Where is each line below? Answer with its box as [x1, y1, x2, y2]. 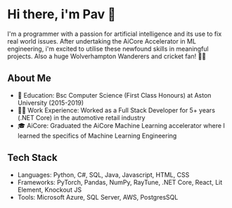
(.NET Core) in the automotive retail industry [17, 113, 146, 122]
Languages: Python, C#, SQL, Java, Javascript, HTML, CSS [17, 170, 190, 178]
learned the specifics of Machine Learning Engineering [17, 131, 177, 140]
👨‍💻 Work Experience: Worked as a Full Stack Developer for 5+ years [17, 105, 216, 115]
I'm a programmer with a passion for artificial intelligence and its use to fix [7, 30, 222, 38]
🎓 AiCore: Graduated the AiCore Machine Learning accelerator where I [17, 121, 225, 129]
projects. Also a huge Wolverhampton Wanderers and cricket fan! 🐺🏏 [7, 52, 207, 60]
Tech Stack [7, 152, 58, 164]
